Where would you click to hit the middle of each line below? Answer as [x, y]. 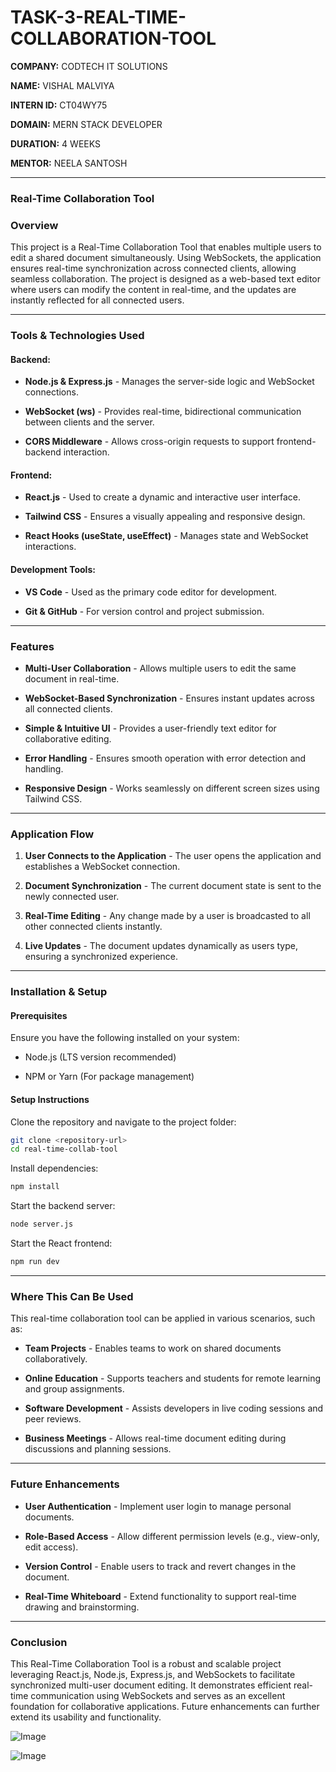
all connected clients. [68, 708]
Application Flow [52, 834]
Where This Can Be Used [72, 1296]
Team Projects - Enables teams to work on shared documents [153, 1348]
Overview [34, 225]
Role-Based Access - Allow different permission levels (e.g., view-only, [172, 1536]
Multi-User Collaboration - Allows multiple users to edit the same [160, 668]
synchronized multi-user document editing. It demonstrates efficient [151, 1685]
